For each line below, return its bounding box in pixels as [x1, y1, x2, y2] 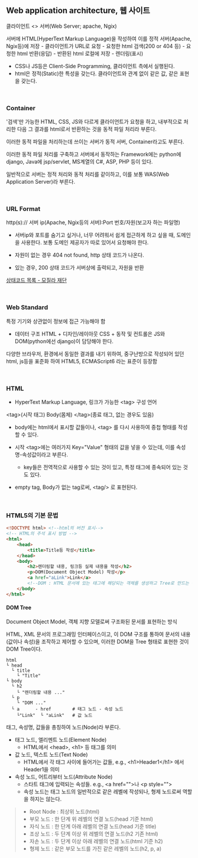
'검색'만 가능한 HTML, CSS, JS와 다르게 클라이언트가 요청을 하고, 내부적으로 [6, 118, 182, 126]
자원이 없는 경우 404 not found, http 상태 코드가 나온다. [14, 251, 144, 259]
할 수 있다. [14, 431, 39, 438]
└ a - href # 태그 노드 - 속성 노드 [11, 706, 124, 712]
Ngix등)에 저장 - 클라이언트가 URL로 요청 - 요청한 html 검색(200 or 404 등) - [6, 42, 185, 49]
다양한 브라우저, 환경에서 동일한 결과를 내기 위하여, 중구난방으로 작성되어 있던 [6, 350, 184, 357]
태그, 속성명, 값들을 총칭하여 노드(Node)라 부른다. [6, 723, 121, 731]
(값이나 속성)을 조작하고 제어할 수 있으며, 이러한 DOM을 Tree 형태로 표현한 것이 [6, 638, 189, 645]
